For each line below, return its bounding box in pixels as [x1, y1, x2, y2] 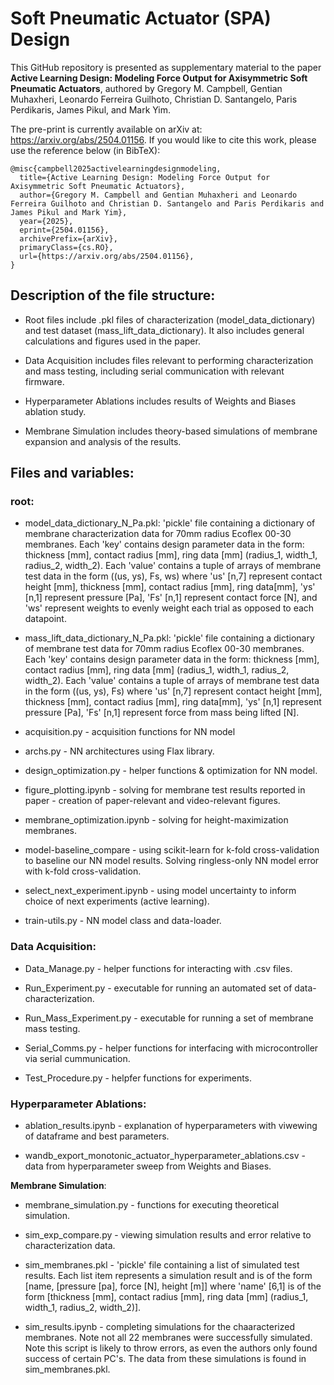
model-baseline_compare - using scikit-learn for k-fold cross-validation [24, 844, 320, 856]
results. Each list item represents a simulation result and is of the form [24, 1270, 313, 1282]
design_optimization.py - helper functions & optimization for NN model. [24, 765, 318, 777]
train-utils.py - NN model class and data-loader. [24, 915, 222, 927]
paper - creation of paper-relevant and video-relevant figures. [24, 795, 281, 807]
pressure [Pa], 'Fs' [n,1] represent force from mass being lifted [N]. [24, 707, 300, 719]
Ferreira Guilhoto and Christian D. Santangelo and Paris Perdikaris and [10, 198, 325, 209]
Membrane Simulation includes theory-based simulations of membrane [24, 425, 318, 437]
